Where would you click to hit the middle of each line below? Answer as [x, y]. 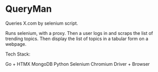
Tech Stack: [18, 54]
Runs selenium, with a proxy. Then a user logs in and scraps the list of [79, 33]
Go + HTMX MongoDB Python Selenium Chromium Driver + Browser [78, 64]
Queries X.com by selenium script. [42, 23]
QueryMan [29, 9]
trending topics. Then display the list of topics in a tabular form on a [77, 39]
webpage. [16, 44]
